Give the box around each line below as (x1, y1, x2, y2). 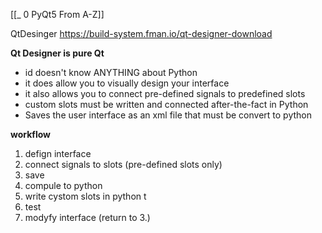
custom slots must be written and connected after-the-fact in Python (24, 99, 309, 110)
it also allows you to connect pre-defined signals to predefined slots (24, 88, 306, 99)
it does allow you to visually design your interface (24, 77, 230, 89)
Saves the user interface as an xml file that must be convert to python (24, 109, 313, 121)
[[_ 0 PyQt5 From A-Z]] (10, 9, 105, 20)
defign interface (24, 148, 92, 159)
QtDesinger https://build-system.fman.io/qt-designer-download (10, 28, 273, 39)
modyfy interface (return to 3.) (24, 212, 151, 223)
